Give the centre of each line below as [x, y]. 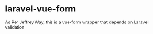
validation [15, 27]
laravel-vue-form [41, 9]
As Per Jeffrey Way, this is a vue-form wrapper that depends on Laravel [77, 22]
